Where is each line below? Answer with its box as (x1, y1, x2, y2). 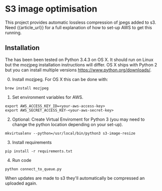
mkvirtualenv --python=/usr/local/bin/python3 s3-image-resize (5, 131, 136, 136)
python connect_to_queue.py (5, 166, 62, 172)
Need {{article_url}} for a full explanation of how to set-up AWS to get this (5, 24, 152, 30)
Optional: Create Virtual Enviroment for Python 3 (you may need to (12, 116, 145, 122)
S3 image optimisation (5, 3, 97, 15)
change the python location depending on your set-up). (12, 121, 123, 127)
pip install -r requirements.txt (5, 149, 73, 154)
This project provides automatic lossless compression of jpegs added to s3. (5, 19, 156, 25)
